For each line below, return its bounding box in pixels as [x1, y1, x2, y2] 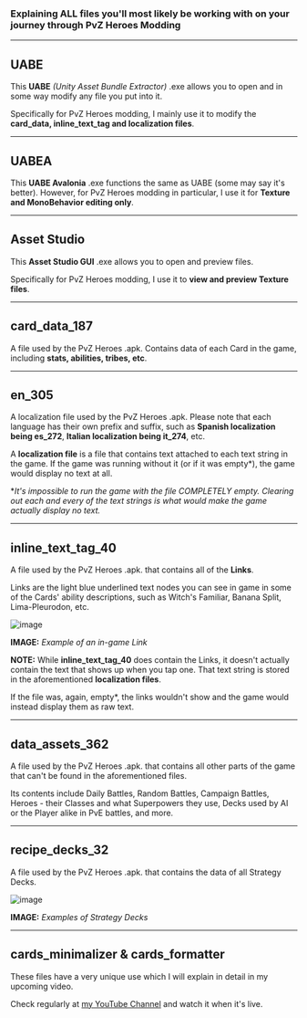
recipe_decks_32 [10, 843, 109, 858]
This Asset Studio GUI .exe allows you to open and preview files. [10, 256, 254, 267]
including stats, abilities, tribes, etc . [10, 352, 148, 363]
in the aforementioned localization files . [10, 674, 162, 685]
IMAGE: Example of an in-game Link [10, 637, 148, 648]
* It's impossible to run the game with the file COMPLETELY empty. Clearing [10, 486, 294, 497]
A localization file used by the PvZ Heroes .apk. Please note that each [10, 412, 271, 423]
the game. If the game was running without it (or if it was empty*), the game [10, 458, 295, 469]
